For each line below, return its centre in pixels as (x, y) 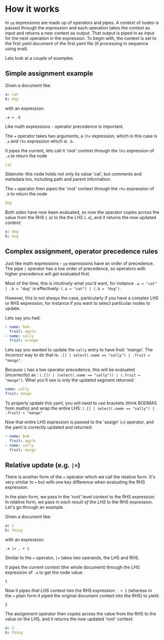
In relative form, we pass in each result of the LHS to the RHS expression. (79, 502)
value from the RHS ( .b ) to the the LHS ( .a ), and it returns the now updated (81, 218)
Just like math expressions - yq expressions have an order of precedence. (80, 263)
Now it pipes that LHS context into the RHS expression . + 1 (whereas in (79, 591)
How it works (32, 9)
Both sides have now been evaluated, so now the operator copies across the (82, 212)
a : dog (12, 232)
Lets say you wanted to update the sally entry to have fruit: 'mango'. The (79, 350)
